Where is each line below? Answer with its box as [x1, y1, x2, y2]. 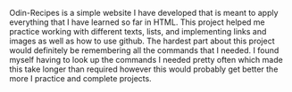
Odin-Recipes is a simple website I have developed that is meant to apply [9, 8, 279, 18]
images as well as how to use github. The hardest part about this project [9, 35, 275, 46]
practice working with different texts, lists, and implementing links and [9, 27, 267, 36]
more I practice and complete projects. [9, 73, 152, 83]
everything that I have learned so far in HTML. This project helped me [9, 17, 265, 27]
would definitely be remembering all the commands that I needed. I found [9, 45, 279, 56]
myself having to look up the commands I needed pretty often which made [9, 55, 283, 65]
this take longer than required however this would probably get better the [9, 64, 279, 74]
